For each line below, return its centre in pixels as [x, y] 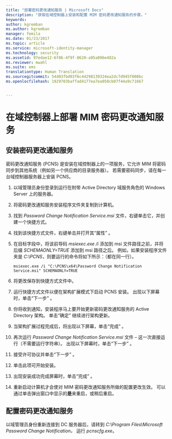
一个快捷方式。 [34, 222]
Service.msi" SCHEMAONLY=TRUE [46, 271]
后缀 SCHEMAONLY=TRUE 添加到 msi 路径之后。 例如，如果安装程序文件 [90, 250]
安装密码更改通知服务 [39, 151]
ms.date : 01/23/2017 [28, 39]
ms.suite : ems [21, 67]
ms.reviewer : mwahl [27, 62]
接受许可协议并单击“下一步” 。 [45, 354]
